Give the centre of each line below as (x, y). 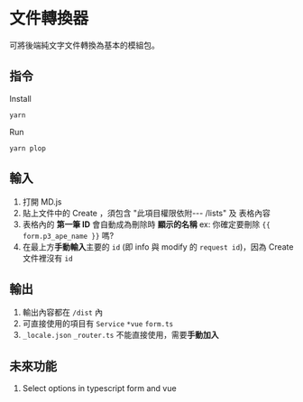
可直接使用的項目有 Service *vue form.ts (98, 324)
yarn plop (28, 148)
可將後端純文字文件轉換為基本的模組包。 (84, 45)
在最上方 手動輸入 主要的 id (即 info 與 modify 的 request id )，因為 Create (158, 247)
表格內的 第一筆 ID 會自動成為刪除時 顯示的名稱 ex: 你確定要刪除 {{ (146, 224)
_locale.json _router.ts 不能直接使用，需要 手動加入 (120, 335)
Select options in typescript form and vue (100, 388)
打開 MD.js (42, 201)
